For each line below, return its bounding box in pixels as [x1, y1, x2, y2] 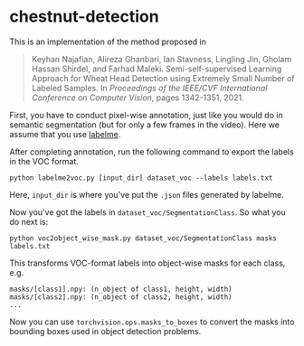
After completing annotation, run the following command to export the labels [9, 146, 294, 157]
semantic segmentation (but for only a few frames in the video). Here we [9, 119, 280, 130]
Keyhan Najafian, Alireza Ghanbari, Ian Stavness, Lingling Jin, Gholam [31, 53, 292, 64]
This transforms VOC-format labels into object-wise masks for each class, [9, 257, 286, 268]
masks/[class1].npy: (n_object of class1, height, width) [9, 285, 233, 294]
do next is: [9, 216, 49, 227]
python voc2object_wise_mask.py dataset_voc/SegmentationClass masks [9, 233, 278, 243]
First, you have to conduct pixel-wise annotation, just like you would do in [9, 109, 283, 120]
